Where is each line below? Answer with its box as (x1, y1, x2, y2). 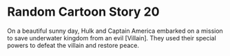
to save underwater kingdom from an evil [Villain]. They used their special (7, 33, 217, 42)
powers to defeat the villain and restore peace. (7, 41, 140, 49)
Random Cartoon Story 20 (7, 4, 160, 20)
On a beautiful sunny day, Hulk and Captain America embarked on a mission (7, 27, 224, 35)
